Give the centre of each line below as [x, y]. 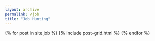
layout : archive [22, 10]
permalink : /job [22, 14]
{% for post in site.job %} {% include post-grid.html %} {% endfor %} [77, 33]
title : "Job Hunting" [28, 19]
